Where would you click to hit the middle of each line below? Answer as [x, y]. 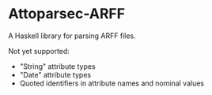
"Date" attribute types [55, 74]
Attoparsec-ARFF [66, 14]
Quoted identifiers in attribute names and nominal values [112, 83]
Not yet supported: [39, 51]
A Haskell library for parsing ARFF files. [72, 36]
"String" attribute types [58, 66]
